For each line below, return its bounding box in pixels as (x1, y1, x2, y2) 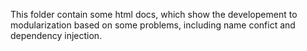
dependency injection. (10, 30, 103, 41)
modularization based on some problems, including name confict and (10, 19, 296, 31)
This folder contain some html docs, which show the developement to (10, 9, 298, 20)
